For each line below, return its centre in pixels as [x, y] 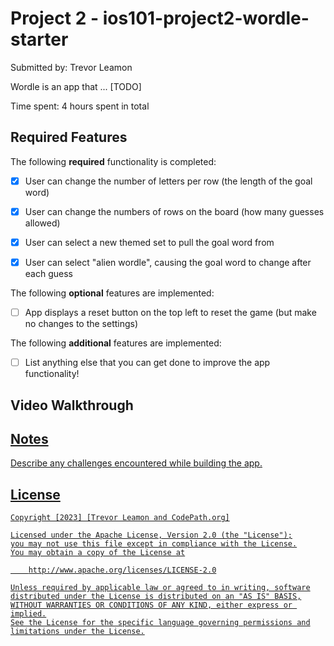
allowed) [42, 223]
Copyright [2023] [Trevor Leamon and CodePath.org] [120, 518]
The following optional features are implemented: [112, 293]
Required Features [69, 137]
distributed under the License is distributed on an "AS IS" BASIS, [156, 597]
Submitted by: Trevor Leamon [71, 67]
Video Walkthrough [72, 405]
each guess [48, 273]
